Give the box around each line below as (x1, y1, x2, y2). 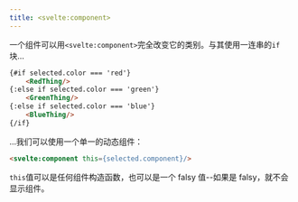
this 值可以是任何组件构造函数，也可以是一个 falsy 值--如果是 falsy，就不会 (9, 171, 289, 182)
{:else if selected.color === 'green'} (9, 85, 160, 95)
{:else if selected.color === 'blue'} (9, 102, 155, 111)
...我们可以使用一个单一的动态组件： (9, 136, 144, 147)
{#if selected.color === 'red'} (9, 69, 131, 78)
